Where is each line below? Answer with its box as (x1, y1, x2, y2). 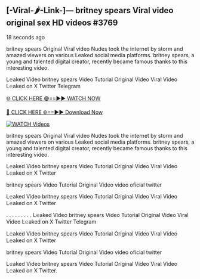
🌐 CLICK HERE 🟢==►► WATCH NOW (6, 95, 101, 102)
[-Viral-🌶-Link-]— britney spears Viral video (6, 5, 174, 15)
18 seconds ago (6, 33, 45, 41)
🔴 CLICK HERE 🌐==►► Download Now (6, 108, 103, 116)
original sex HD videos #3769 (6, 18, 118, 28)
